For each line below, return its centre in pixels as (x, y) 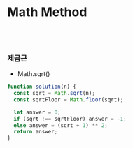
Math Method (47, 12)
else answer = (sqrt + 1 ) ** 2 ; (61, 125)
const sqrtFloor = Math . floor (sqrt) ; (69, 99)
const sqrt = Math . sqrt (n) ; (55, 94)
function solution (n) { (42, 87)
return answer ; (36, 132)
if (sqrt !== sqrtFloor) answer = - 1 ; (70, 119)
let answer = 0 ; (37, 112)
